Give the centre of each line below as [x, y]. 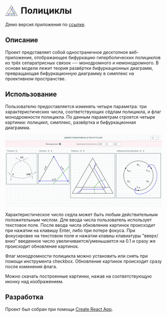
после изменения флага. [31, 266]
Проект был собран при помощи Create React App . [59, 309]
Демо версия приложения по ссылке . [45, 24]
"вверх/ [150, 236]
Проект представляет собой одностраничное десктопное [67, 52]
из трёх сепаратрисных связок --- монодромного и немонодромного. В [82, 63]
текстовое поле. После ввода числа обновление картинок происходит [80, 225]
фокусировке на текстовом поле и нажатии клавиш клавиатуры [73, 236]
